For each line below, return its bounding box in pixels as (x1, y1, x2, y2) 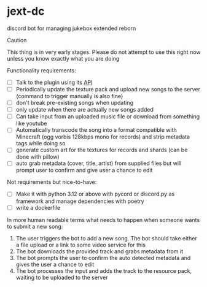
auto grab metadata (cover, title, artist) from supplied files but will (15, 159, 182, 167)
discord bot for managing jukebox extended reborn (7, 25, 136, 32)
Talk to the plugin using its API (15, 78, 93, 86)
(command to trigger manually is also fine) (15, 93, 123, 100)
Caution (7, 36, 27, 44)
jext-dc (7, 4, 45, 18)
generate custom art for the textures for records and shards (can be (15, 146, 188, 154)
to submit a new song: (7, 223, 63, 230)
